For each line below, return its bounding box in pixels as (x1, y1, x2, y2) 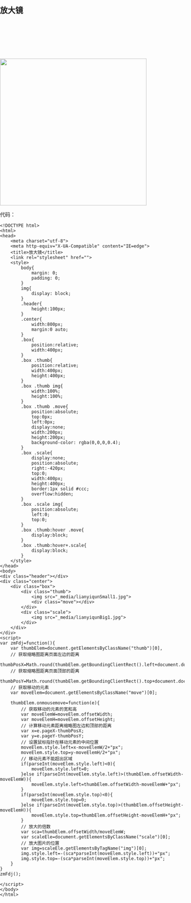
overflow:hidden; (31, 491, 74, 497)
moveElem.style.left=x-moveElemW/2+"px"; (21, 744, 124, 750)
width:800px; (31, 321, 63, 327)
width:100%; (31, 388, 61, 394)
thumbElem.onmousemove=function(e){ (10, 700, 100, 706)
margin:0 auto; (31, 326, 69, 333)
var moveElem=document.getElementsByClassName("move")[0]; (10, 690, 158, 696)
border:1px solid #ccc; (31, 486, 90, 492)
